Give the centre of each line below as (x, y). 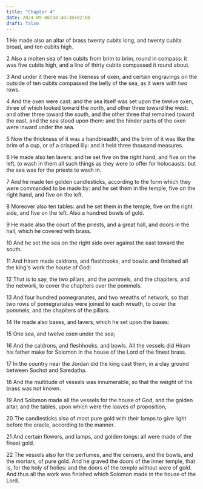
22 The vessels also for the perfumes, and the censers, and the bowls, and (100, 455)
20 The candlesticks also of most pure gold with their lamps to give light (96, 419)
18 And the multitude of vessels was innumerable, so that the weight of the (99, 382)
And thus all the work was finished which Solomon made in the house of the (101, 474)
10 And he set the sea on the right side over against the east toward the (95, 243)
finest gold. (20, 443)
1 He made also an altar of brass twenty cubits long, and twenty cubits (94, 41)
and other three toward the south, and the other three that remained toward (100, 114)
